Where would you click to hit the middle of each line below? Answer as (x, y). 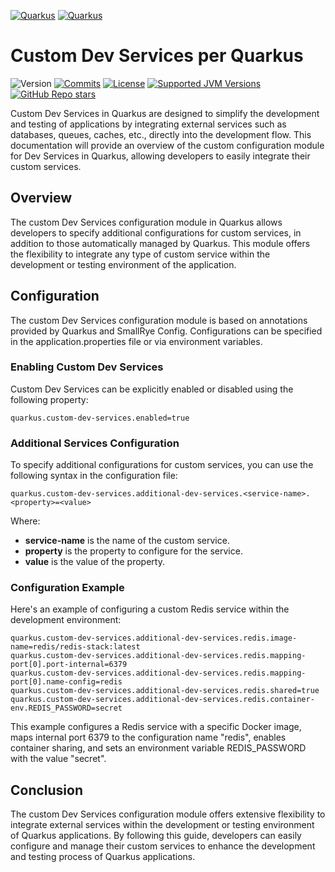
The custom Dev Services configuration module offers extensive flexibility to (168, 814)
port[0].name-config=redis (66, 682)
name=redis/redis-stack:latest (75, 647)
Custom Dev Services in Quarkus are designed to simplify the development (165, 113)
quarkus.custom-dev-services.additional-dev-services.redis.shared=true (165, 691)
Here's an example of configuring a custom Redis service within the (150, 609)
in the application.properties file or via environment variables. (136, 341)
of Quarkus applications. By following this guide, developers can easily (156, 836)
